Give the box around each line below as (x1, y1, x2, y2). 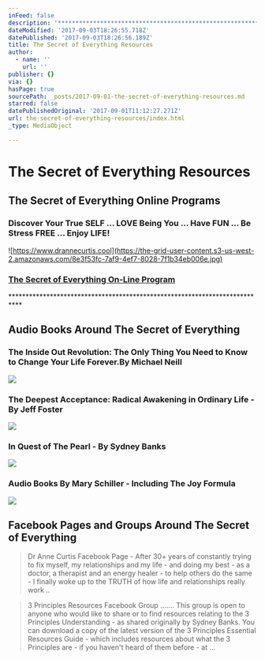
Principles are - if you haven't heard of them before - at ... (27, 643, 216, 652)
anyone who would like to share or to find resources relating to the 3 (27, 609, 250, 619)
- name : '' (15, 56, 51, 64)
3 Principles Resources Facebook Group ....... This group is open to (27, 601, 246, 610)
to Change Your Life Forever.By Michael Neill (8, 356, 183, 368)
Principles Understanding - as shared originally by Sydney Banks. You (27, 617, 255, 627)
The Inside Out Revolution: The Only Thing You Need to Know (8, 347, 248, 358)
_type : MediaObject (8, 122, 73, 130)
